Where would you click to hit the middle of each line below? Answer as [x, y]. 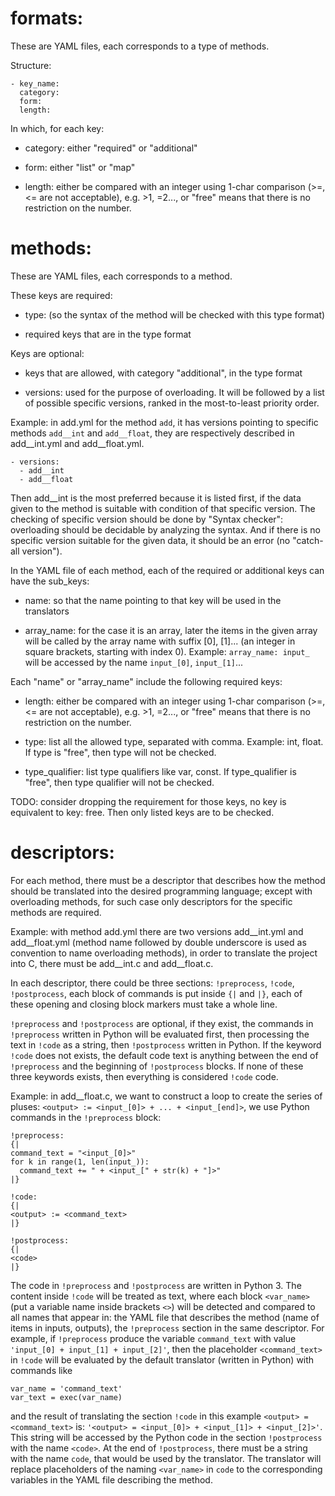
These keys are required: [61, 295]
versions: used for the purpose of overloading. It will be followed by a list [174, 392]
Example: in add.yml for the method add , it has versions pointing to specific [164, 422]
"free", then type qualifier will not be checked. [119, 782]
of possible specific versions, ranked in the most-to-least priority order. [172, 403]
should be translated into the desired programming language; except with [161, 891]
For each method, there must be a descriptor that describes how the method [168, 880]
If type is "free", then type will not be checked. [120, 752]
